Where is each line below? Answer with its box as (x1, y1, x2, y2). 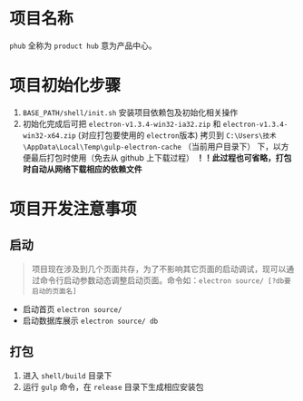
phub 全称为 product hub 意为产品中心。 (9, 40, 157, 51)
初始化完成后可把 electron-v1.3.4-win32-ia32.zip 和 (22, 118, 221, 129)
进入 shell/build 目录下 (22, 369, 112, 381)
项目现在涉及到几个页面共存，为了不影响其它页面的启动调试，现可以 (31, 263, 287, 274)
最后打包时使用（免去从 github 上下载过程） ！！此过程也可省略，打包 (30, 152, 292, 163)
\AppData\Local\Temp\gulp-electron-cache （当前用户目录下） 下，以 (22, 141, 281, 152)
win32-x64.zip (22, 131, 76, 141)
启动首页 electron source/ (22, 303, 122, 314)
